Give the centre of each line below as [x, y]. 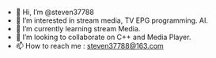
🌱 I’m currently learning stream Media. [78, 29]
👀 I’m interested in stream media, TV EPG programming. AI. [112, 20]
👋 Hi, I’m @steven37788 [55, 12]
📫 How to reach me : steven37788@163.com [89, 46]
